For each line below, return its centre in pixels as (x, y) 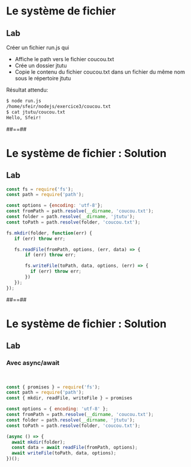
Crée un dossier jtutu (41, 65)
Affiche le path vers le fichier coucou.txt (64, 59)
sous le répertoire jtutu (43, 78)
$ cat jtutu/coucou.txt (36, 112)
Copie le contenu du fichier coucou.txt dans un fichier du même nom (100, 72)
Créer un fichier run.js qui (38, 47)
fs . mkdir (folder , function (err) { (49, 233)
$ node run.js (24, 101)
